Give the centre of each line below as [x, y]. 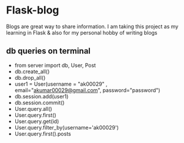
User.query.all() [33, 108]
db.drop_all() [30, 77]
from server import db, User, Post [55, 65]
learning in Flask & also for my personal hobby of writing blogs [82, 32]
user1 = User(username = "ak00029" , [61, 84]
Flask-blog [33, 10]
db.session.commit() [39, 103]
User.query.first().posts [43, 134]
